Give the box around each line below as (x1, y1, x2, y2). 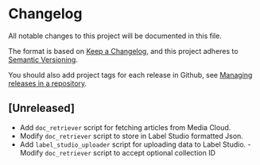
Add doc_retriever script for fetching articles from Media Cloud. (19, 122, 231, 132)
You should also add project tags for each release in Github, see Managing (8, 70, 253, 79)
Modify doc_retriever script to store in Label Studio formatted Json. (19, 131, 244, 140)
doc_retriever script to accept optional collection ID (45, 148, 216, 157)
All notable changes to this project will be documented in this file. (8, 31, 223, 40)
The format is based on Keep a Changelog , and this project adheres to (8, 46, 239, 56)
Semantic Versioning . (8, 55, 78, 64)
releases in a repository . (8, 79, 87, 88)
